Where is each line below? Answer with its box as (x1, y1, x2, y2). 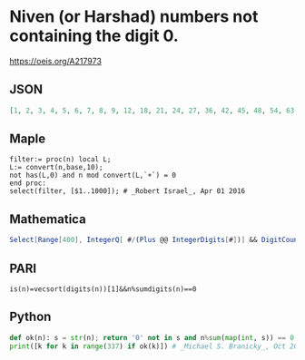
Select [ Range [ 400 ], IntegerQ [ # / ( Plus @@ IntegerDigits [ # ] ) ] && (9, 236, 258, 245)
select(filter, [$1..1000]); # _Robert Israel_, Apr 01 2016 (9, 187, 246, 196)
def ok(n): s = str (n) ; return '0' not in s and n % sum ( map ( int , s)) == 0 (9, 333, 295, 342)
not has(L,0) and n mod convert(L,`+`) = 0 (9, 170, 177, 180)
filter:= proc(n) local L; (9, 155, 112, 164)
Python (9, 309, 52, 325)
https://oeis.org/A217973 (9, 55, 103, 66)
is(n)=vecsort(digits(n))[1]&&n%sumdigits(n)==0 (9, 284, 197, 294)
